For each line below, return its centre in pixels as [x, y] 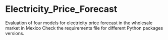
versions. [15, 33]
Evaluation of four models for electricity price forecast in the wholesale [79, 23]
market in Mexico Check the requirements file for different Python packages [84, 28]
